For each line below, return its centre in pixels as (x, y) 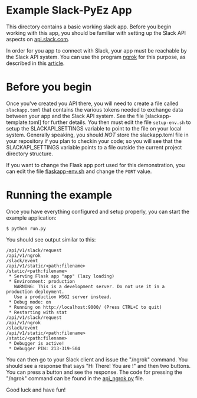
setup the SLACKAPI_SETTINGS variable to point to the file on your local (94, 128)
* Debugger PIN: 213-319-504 (45, 348)
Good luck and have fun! (36, 390)
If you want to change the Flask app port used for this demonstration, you (96, 165)
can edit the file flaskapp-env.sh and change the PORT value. (79, 171)
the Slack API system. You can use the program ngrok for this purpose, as (96, 57)
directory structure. (29, 154)
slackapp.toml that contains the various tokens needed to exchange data (95, 109)
